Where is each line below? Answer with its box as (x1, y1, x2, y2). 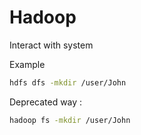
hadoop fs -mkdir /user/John (9, 115, 131, 125)
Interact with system (9, 39, 94, 51)
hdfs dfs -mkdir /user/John (9, 77, 127, 88)
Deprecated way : (9, 96, 83, 108)
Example (9, 58, 46, 70)
